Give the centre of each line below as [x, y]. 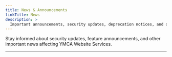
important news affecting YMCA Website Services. [59, 44]
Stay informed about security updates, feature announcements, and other [83, 39]
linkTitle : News [23, 15]
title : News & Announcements [36, 10]
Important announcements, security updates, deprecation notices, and [87, 24]
